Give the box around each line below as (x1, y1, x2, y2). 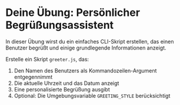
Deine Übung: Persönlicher (5, 6, 141, 19)
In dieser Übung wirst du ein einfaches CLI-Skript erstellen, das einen (5, 38, 174, 45)
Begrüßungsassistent (5, 18, 114, 32)
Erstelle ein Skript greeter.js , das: (5, 55, 89, 63)
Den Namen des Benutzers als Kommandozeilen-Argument (14, 67, 157, 74)
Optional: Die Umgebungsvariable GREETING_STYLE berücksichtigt (14, 92, 171, 99)
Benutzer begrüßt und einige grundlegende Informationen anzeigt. (5, 44, 166, 51)
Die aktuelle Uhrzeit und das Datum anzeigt (14, 80, 119, 87)
